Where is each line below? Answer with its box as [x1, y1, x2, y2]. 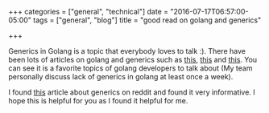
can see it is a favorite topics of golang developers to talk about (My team [8, 63, 253, 73]
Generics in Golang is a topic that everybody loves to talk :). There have [8, 46, 246, 55]
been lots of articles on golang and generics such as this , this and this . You [8, 55, 258, 64]
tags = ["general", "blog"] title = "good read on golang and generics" [33, 15, 262, 25]
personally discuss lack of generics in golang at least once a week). [8, 72, 234, 81]
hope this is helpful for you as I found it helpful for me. [8, 96, 188, 105]
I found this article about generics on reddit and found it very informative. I [8, 87, 255, 97]
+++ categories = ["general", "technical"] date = [8, 7, 169, 16]
